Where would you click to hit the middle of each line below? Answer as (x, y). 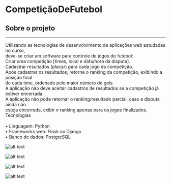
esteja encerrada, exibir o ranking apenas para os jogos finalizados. (76, 110)
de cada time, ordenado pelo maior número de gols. (60, 83)
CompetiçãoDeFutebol (54, 9)
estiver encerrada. (25, 94)
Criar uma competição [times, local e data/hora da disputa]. (68, 61)
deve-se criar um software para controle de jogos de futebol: (69, 56)
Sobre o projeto (30, 28)
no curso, (15, 50)
